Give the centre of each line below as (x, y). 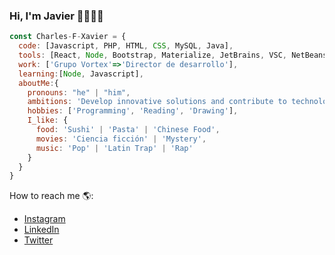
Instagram (44, 219)
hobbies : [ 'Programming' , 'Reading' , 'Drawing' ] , (133, 111)
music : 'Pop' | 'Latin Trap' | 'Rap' (114, 148)
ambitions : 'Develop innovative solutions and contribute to (157, 102)
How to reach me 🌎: (51, 196)
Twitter (38, 240)
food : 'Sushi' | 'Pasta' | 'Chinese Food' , (128, 130)
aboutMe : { (38, 83)
